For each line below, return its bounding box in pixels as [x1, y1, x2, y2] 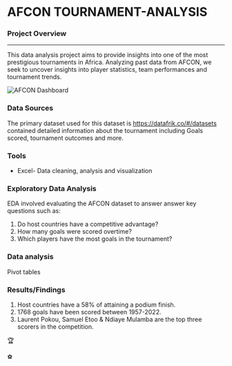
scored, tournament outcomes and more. [7, 134, 124, 142]
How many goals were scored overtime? [17, 227, 133, 236]
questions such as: [7, 207, 61, 215]
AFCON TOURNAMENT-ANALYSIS [7, 4, 208, 20]
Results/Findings [7, 285, 66, 294]
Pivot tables [7, 267, 41, 276]
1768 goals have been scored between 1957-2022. [17, 307, 162, 316]
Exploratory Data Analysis [7, 184, 97, 193]
